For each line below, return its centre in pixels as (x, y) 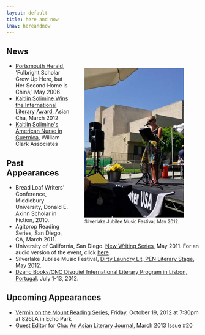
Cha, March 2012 (37, 118)
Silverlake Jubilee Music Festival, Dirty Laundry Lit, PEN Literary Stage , (105, 259)
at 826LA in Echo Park (43, 318)
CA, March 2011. (35, 239)
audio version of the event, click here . (63, 252)
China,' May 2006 (37, 92)
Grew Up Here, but (39, 79)
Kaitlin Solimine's (37, 125)
